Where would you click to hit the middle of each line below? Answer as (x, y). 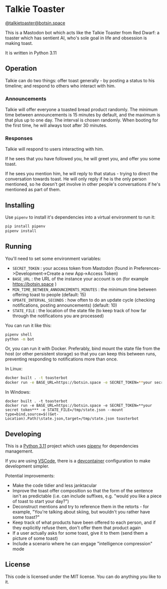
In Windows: (18, 392)
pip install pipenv (25, 227)
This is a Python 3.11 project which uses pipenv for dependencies (72, 446)
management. (19, 451)
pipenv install (21, 231)
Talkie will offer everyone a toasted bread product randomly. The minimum (82, 110)
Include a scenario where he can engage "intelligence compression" (82, 544)
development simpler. (27, 466)
